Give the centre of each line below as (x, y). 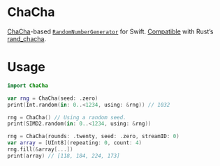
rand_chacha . (27, 38)
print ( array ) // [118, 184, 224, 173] (64, 156)
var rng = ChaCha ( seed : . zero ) (53, 98)
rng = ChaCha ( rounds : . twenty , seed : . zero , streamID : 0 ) (93, 137)
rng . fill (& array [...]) (40, 149)
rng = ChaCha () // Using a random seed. (67, 117)
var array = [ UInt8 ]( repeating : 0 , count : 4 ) (75, 143)
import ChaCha (28, 85)
